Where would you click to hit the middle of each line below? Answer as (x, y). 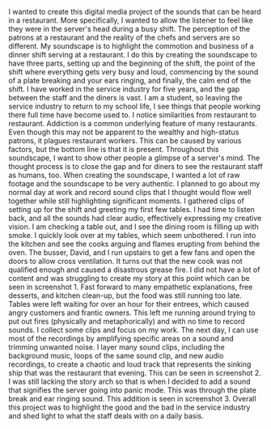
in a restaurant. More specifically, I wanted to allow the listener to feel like (131, 20)
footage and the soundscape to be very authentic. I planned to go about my (134, 184)
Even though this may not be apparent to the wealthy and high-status (124, 132)
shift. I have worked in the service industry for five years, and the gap (124, 89)
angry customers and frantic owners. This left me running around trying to (132, 312)
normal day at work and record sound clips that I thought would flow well (130, 192)
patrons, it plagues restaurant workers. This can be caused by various (125, 140)
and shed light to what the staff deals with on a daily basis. (106, 416)
